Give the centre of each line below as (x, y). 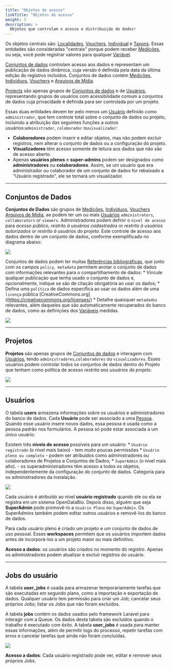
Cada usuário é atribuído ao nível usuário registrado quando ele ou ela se (83, 496)
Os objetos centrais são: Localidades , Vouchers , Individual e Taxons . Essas (84, 44)
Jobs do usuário (31, 575)
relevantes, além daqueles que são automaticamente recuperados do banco (85, 305)
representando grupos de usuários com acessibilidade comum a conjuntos (84, 96)
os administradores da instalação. (41, 477)
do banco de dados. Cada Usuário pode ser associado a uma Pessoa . (79, 418)
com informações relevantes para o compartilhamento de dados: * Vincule (84, 272)
